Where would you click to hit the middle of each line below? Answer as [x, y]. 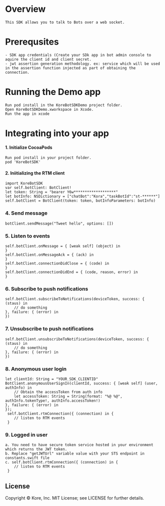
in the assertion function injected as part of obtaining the [70, 68]
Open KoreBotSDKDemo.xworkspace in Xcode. [49, 109]
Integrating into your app [57, 133]
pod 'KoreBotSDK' [23, 162]
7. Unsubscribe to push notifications [49, 329]
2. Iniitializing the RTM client [35, 173]
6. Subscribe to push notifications [47, 289]
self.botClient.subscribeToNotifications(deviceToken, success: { [75, 299]
